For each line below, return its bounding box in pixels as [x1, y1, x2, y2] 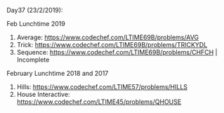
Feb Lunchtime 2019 [6, 20, 66, 27]
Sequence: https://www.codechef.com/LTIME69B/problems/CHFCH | [16, 48, 218, 56]
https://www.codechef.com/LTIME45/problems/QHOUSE [16, 98, 182, 106]
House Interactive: [16, 91, 70, 98]
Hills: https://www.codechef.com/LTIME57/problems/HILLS [16, 83, 187, 91]
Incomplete [16, 55, 50, 64]
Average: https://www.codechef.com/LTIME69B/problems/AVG [16, 33, 199, 41]
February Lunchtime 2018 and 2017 [6, 69, 109, 77]
